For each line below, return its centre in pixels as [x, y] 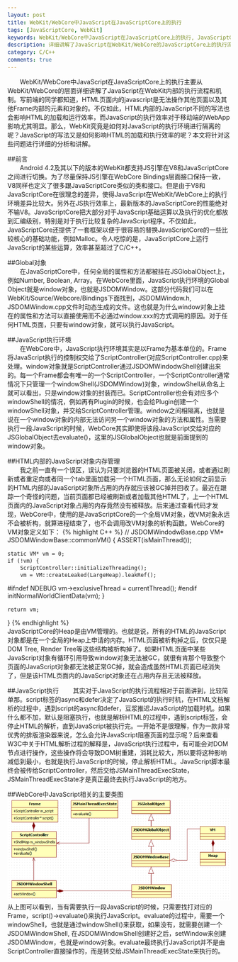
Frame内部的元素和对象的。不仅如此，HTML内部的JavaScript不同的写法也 [121, 108]
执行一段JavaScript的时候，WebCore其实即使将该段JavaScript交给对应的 [114, 428]
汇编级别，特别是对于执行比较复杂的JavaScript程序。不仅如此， [107, 220]
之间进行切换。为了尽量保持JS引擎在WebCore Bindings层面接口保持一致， [116, 177]
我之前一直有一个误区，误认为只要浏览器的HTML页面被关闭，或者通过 [122, 470]
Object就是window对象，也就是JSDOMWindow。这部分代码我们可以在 [110, 289]
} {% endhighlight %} [38, 622]
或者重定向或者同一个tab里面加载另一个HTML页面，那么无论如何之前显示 [120, 479]
